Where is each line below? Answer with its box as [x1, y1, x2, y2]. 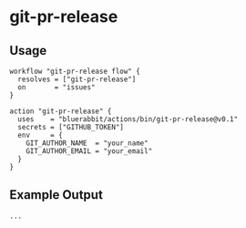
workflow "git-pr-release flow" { [9, 67, 141, 76]
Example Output [9, 187, 103, 202]
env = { [17, 130, 64, 140]
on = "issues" [17, 83, 96, 92]
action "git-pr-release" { [9, 107, 112, 116]
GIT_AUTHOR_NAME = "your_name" [26, 139, 149, 148]
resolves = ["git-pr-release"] [17, 75, 137, 84]
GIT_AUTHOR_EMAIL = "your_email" [26, 147, 153, 156]
